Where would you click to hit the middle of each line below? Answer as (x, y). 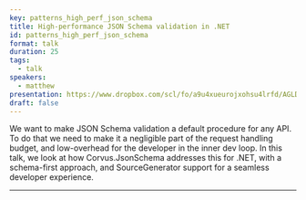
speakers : (28, 78)
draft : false (34, 103)
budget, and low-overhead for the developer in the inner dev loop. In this (146, 148)
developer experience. (51, 177)
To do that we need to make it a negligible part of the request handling (141, 139)
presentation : (36, 94)
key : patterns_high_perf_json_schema (81, 18)
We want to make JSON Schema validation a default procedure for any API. (151, 129)
